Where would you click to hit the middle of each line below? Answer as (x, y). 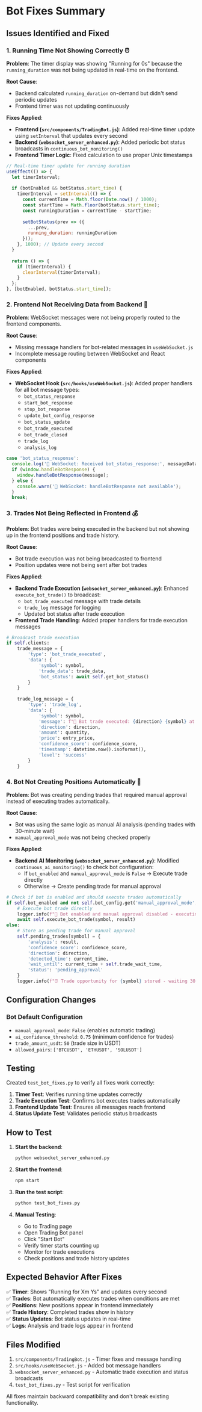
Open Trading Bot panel (53, 1233)
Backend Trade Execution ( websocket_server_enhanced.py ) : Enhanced (102, 588)
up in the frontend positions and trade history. (63, 535)
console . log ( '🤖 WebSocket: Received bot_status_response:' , (88, 464)
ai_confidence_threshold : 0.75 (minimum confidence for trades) (94, 1036)
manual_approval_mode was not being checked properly (83, 837)
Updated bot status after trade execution (74, 614)
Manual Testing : (35, 1215)
